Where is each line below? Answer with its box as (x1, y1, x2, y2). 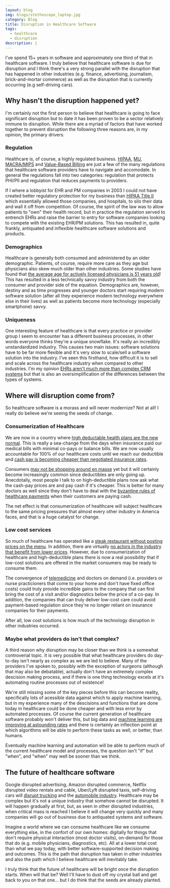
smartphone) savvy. (5, 303, 47, 310)
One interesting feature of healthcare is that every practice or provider (5, 328, 152, 334)
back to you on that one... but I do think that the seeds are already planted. (5, 877, 161, 883)
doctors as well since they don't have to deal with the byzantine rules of (5, 487, 156, 494)
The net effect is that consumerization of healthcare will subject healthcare (5, 503, 162, 509)
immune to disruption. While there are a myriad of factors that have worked (5, 121, 162, 127)
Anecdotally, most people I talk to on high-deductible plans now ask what (5, 477, 159, 483)
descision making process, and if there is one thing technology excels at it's (5, 674, 164, 680)
